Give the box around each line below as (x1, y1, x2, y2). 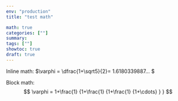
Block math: (6, 79, 35, 86)
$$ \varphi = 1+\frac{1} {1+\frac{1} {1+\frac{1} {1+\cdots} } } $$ (23, 88, 173, 95)
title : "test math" (6, 14, 54, 20)
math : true (6, 25, 33, 30)
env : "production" (6, 8, 51, 15)
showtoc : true (6, 46, 41, 53)
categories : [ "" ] (6, 30, 48, 36)
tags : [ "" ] (6, 41, 33, 47)
